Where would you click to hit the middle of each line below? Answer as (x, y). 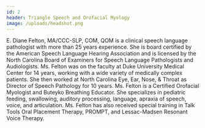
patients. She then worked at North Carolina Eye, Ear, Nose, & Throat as (97, 79)
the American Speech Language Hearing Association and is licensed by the (102, 54)
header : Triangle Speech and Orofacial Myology (68, 18)
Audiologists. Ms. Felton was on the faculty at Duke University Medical (95, 66)
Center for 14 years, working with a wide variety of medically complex (94, 73)
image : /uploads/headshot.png (45, 23)
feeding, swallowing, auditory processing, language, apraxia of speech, (96, 99)
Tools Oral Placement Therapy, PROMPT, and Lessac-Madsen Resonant (97, 112)
